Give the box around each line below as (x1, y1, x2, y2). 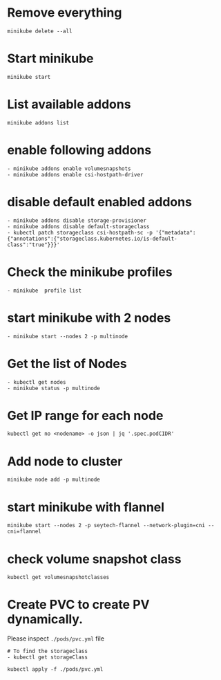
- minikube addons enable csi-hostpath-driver (7, 171, 144, 178)
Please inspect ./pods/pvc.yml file (7, 634, 105, 643)
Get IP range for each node (7, 407, 164, 423)
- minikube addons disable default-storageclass (7, 223, 150, 230)
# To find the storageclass (7, 648, 88, 655)
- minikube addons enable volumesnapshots (7, 165, 131, 172)
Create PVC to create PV (7, 597, 150, 613)
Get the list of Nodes (7, 356, 127, 371)
